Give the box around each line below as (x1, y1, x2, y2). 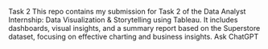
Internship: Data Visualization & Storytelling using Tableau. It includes (8, 15, 238, 24)
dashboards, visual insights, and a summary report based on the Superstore (8, 24, 261, 32)
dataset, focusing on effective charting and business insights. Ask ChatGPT (8, 32, 259, 41)
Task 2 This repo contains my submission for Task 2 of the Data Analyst (8, 7, 246, 16)
